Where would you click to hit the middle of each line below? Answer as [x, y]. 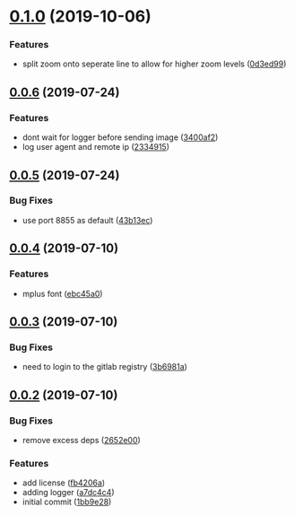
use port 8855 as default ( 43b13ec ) [87, 220]
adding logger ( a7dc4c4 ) [68, 493]
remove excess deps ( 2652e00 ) [81, 440]
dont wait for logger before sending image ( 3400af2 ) [120, 137]
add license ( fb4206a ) [64, 483]
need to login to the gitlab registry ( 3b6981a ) [105, 367]
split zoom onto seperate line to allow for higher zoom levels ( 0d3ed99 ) [154, 64]
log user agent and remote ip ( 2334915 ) [96, 147]
